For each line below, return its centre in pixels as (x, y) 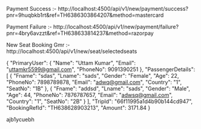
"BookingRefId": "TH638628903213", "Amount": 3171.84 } (78, 108)
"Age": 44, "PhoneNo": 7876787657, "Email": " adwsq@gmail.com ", (90, 95)
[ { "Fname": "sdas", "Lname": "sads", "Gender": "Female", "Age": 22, (93, 76)
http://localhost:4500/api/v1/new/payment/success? (123, 9)
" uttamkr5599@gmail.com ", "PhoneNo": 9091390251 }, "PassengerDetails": (101, 69)
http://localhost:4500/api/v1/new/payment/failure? (116, 27)
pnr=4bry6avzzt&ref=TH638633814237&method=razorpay (80, 33)
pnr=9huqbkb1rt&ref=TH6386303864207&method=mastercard (85, 15)
